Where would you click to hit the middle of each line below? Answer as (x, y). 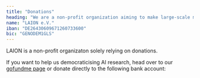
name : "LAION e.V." (30, 23)
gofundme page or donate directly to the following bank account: (86, 68)
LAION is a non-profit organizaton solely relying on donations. (82, 51)
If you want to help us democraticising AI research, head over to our (90, 63)
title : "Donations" (30, 12)
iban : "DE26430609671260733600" (46, 28)
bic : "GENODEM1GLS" (30, 34)
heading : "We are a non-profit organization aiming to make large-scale (98, 17)
